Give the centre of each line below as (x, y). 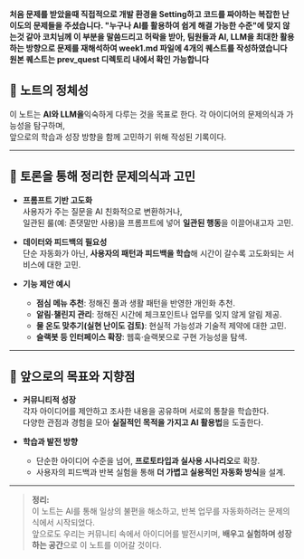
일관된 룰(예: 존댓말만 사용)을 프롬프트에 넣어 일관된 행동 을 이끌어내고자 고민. (158, 223)
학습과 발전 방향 (50, 441)
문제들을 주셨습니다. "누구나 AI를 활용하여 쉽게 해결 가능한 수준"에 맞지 (157, 25)
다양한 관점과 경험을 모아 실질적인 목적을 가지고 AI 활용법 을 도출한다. (143, 422)
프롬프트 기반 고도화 (57, 200)
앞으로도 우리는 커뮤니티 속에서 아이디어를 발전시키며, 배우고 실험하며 (153, 534)
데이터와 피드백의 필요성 (65, 242)
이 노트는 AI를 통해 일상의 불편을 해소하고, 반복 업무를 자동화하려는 (149, 511)
